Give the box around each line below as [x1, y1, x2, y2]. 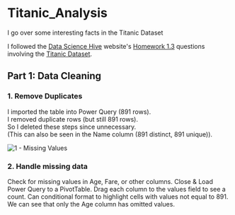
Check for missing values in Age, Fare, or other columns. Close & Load [7, 177, 214, 185]
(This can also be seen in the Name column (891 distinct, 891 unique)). [7, 129, 213, 139]
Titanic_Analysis [7, 5, 108, 21]
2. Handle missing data [7, 161, 88, 171]
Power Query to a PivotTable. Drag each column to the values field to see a [7, 185, 227, 193]
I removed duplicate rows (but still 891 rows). [7, 115, 138, 123]
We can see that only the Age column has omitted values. [7, 199, 176, 208]
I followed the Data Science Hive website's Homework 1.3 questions [7, 42, 205, 50]
